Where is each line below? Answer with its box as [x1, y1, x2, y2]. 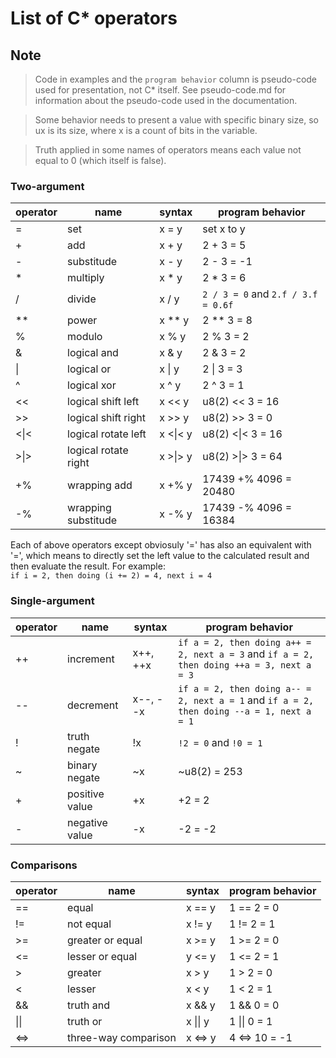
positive [67, 787, 105, 801]
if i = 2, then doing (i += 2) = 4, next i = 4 [10, 571, 213, 581]
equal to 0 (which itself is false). [34, 155, 167, 166]
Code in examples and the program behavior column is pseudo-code [34, 73, 318, 85]
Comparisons [10, 858, 78, 872]
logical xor [67, 378, 117, 392]
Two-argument [10, 179, 85, 193]
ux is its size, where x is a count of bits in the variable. [34, 125, 258, 136]
